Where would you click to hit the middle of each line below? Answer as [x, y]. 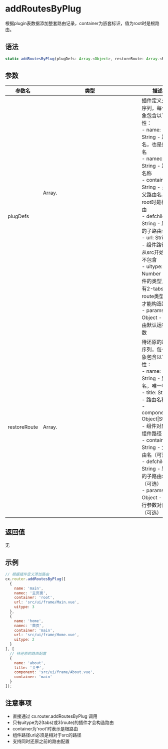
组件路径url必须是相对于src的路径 [47, 735]
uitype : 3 [24, 607]
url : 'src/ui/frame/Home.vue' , [47, 635]
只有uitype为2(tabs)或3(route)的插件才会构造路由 [63, 722]
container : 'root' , [34, 597]
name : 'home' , [29, 621]
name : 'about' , [30, 663]
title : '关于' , [29, 668]
